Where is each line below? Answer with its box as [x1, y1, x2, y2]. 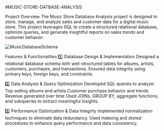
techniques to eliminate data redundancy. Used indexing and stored [5, 115, 141, 121]
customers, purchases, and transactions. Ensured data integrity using [5, 66, 145, 71]
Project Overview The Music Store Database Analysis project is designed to [5, 14, 158, 19]
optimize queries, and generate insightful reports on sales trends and [5, 29, 144, 35]
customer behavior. [5, 34, 44, 40]
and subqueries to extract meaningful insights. [5, 98, 99, 104]
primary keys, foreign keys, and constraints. [5, 71, 94, 77]
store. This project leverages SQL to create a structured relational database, [5, 24, 158, 30]
